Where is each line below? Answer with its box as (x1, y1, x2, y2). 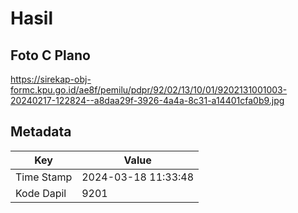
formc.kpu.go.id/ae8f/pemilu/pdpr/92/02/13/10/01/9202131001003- (10, 84, 288, 96)
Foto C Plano (10, 47, 91, 64)
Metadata (10, 123, 72, 141)
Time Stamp (15, 170, 73, 184)
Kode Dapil (15, 186, 67, 200)
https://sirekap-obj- (10, 73, 92, 85)
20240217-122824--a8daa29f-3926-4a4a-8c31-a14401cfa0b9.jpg (10, 95, 285, 106)
